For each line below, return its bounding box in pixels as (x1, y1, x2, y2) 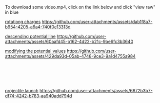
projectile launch (5, 88, 39, 93)
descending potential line (5, 34, 56, 39)
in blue (5, 9, 19, 15)
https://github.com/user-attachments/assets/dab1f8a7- (41, 19, 153, 24)
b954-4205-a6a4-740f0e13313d (5, 24, 71, 30)
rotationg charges (5, 19, 41, 24)
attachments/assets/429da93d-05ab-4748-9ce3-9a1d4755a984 (5, 53, 136, 59)
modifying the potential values (5, 48, 66, 54)
